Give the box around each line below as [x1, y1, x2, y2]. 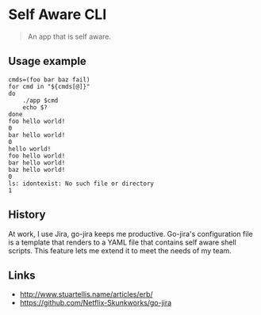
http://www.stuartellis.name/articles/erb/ [19, 290, 153, 299]
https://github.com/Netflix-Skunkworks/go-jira [19, 298, 172, 308]
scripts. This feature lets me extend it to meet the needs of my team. [8, 245, 232, 255]
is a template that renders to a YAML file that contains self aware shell [8, 237, 236, 247]
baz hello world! [8, 165, 66, 173]
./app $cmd [22, 97, 59, 104]
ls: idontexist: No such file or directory [8, 180, 155, 188]
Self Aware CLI [8, 6, 107, 24]
